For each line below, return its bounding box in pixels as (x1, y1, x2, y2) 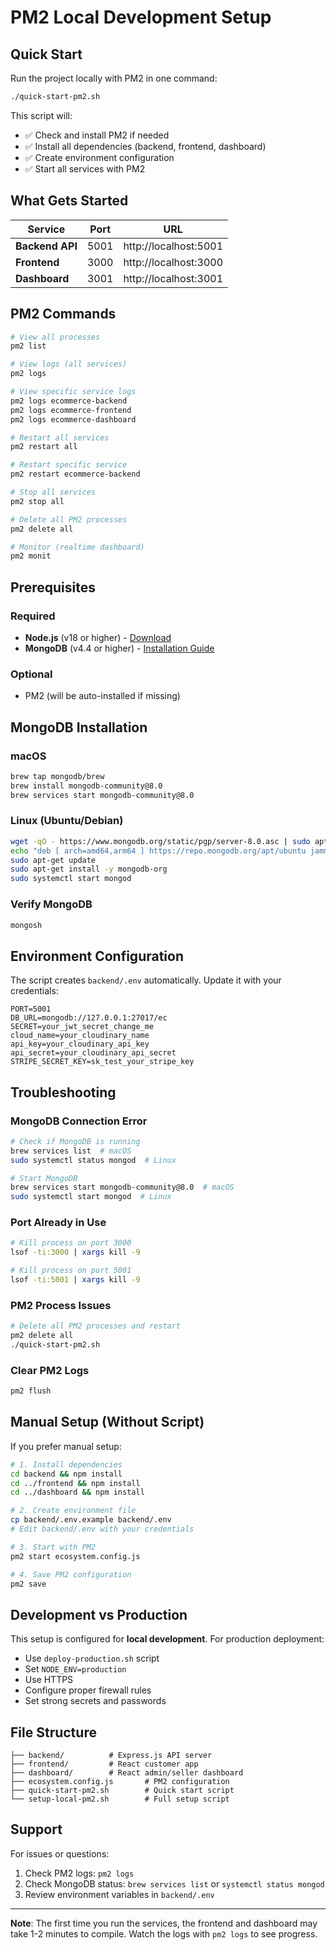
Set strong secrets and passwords (24, 1695, 167, 1707)
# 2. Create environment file (10, 1506, 137, 1516)
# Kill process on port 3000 (10, 1238, 132, 1248)
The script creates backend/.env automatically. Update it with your (10, 974, 282, 986)
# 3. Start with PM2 (10, 1542, 97, 1552)
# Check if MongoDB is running (10, 1136, 141, 1146)
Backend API (15, 239, 78, 253)
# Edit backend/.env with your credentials (10, 1524, 195, 1535)
